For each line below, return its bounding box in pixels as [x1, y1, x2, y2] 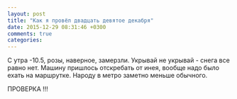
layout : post [7, 10, 46, 18]
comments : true [7, 30, 53, 37]
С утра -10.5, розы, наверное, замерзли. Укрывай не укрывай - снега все [7, 56, 231, 64]
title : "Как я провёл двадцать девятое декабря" [7, 17, 154, 24]
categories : [7, 37, 43, 44]
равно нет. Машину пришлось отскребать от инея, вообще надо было [7, 64, 220, 72]
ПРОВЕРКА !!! [7, 85, 48, 93]
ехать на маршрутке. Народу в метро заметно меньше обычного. [7, 71, 208, 80]
